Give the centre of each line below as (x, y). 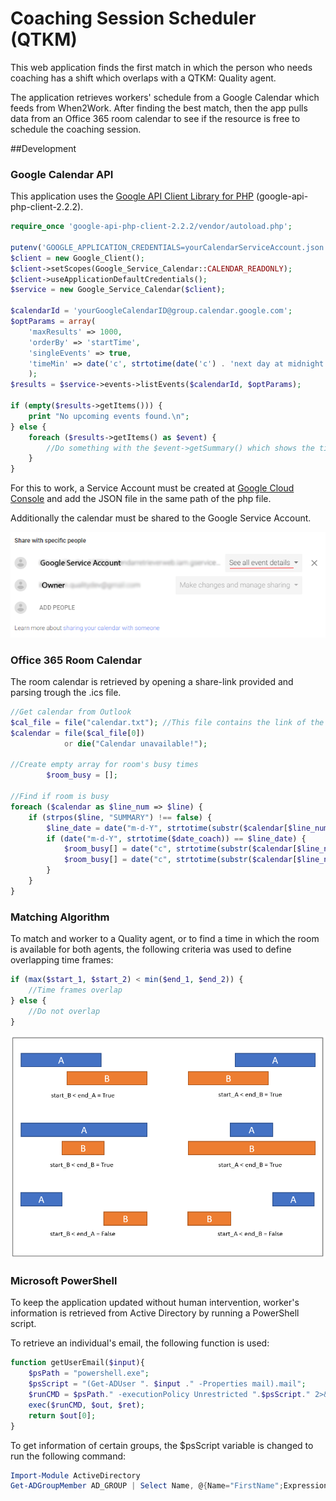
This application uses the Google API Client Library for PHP (132, 196)
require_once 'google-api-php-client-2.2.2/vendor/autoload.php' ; (151, 227)
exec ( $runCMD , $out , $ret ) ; (86, 1405)
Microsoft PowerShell (64, 1281)
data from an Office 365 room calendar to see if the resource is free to (155, 118)
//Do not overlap (64, 1011)
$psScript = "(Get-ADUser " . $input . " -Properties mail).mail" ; (167, 1384)
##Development (43, 148)
